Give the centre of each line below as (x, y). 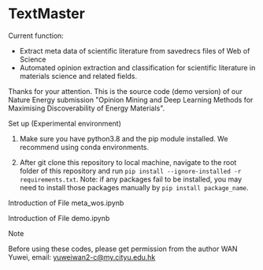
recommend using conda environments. (84, 147)
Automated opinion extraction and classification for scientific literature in (137, 67)
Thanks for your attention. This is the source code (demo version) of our (125, 91)
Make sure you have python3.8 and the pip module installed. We (124, 138)
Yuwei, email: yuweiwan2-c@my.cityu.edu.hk (82, 257)
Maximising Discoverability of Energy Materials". (87, 108)
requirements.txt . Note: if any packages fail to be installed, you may (131, 179)
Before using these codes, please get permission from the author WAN (123, 249)
